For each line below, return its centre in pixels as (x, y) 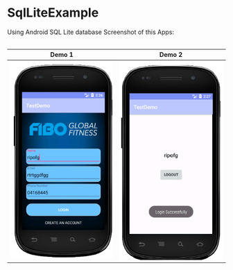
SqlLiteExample (53, 13)
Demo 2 (171, 55)
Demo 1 (62, 55)
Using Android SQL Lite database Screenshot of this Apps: (91, 32)
